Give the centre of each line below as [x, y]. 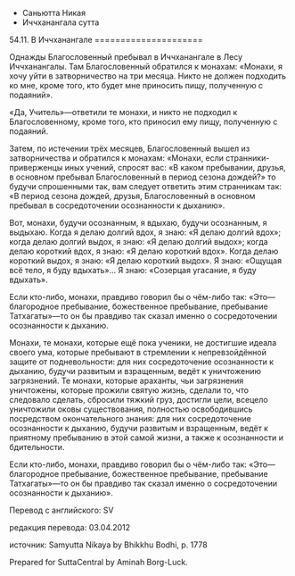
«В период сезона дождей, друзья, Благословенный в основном [132, 196]
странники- [248, 158]
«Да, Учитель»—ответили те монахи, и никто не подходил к [123, 112]
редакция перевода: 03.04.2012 [70, 527]
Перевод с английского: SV [61, 510]
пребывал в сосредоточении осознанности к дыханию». [117, 205]
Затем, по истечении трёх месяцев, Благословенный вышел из [130, 148]
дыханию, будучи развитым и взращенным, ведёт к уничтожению [135, 371]
